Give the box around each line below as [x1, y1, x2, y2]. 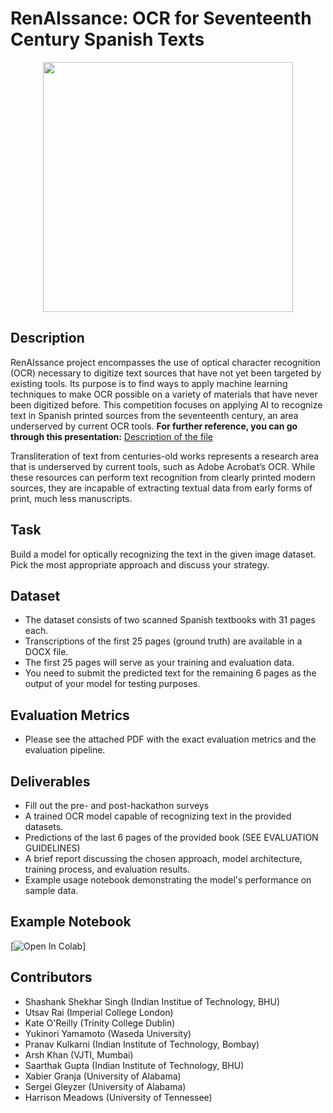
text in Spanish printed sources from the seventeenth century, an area [10, 409, 299, 421]
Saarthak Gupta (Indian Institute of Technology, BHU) [24, 1059, 245, 1071]
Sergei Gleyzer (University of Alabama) [24, 1080, 187, 1092]
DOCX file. [24, 646, 69, 658]
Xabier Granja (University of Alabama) [24, 1070, 182, 1082]
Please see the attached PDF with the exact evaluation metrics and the [24, 733, 317, 746]
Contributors [10, 969, 93, 986]
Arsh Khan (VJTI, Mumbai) [24, 1048, 134, 1061]
